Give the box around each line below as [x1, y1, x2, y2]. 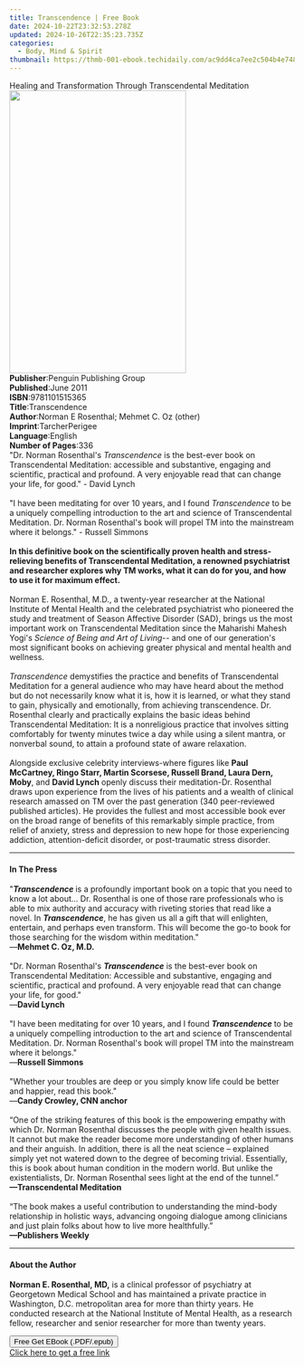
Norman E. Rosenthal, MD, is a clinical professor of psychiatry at [9, 1279, 252, 1290]
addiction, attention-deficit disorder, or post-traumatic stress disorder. [9, 835, 271, 845]
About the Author [9, 1259, 77, 1270]
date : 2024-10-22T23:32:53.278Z [9, 22, 131, 31]
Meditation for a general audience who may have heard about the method [9, 681, 284, 691]
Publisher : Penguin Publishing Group [9, 373, 146, 383]
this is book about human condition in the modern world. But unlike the [9, 1162, 273, 1173]
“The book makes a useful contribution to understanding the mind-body [9, 1201, 278, 1212]
